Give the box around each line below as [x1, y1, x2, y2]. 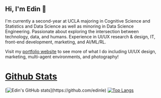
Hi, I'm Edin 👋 [5, 5, 47, 13]
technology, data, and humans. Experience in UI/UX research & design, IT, [5, 33, 156, 39]
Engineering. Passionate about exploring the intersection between [5, 28, 139, 34]
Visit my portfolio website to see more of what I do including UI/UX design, [5, 48, 157, 54]
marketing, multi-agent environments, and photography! [5, 54, 119, 60]
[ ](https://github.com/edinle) [5, 87, 107, 93]
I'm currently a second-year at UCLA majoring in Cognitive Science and [5, 18, 151, 24]
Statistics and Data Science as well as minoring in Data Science [5, 23, 134, 29]
